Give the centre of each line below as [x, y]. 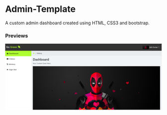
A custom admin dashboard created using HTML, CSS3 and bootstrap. [78, 23]
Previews [17, 36]
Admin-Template [41, 9]
